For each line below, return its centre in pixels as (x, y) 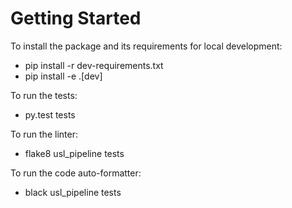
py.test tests (50, 114)
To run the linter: (44, 134)
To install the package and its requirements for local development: (146, 46)
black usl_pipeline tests (73, 192)
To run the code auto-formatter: (76, 173)
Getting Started (76, 18)
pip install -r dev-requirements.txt (94, 65)
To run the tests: (44, 95)
